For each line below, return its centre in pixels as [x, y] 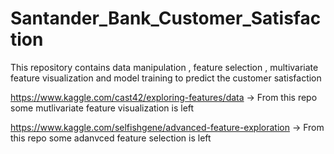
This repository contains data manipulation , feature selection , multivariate [164, 67]
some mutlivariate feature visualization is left [102, 108]
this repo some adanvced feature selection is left [111, 138]
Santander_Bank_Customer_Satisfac [166, 18]
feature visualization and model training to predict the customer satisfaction [166, 78]
